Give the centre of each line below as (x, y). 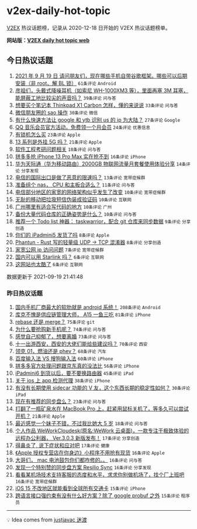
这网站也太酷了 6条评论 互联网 (49, 264)
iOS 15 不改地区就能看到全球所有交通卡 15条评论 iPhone (80, 489)
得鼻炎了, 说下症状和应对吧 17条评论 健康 (62, 445)
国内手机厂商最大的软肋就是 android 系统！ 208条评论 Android (88, 307)
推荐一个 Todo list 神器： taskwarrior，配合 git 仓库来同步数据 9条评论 (98, 221)
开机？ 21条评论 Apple (40, 416)
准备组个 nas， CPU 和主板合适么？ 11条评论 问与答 (75, 184)
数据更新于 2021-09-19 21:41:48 (45, 276)
